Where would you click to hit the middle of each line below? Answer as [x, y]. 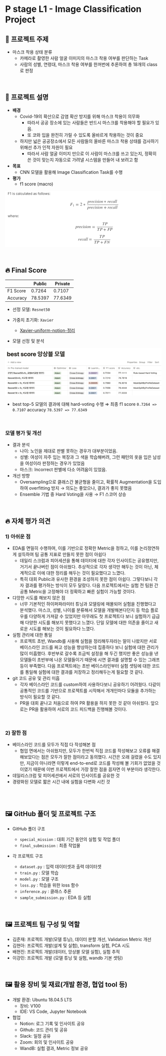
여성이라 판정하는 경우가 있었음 [55, 463]
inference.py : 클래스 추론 [46, 891]
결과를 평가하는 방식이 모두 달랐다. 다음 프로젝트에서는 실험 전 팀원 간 [92, 585]
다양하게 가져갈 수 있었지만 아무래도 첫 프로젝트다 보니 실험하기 [90, 616]
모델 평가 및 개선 [23, 433]
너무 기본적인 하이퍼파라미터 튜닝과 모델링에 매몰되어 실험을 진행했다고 [88, 604]
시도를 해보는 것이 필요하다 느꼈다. [62, 629]
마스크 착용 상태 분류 [32, 52]
